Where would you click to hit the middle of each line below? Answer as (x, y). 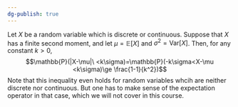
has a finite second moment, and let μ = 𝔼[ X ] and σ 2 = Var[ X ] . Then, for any (119, 42)
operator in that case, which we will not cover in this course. (95, 96)
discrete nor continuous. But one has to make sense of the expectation (111, 88)
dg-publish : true (33, 14)
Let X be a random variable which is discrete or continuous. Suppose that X (118, 34)
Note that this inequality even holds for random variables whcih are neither (117, 81)
